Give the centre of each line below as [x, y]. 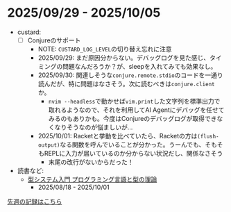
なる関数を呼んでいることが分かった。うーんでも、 [132, 145]
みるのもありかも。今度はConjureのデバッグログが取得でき [132, 119]
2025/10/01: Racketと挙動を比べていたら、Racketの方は [118, 136]
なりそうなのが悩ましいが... [94, 127]
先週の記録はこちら [35, 202]
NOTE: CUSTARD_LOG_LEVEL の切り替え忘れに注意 [105, 49]
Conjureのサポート [54, 40]
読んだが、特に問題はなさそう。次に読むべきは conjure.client [126, 84]
